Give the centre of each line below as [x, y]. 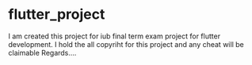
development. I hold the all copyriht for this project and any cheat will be [126, 44]
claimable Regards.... [42, 52]
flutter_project [57, 14]
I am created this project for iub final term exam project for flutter [114, 36]
